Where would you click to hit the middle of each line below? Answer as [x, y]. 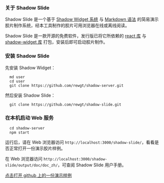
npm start [19, 132]
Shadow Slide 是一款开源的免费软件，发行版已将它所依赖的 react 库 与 [76, 36]
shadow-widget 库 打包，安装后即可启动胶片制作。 [56, 42]
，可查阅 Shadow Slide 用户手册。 [92, 165]
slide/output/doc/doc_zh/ [31, 165]
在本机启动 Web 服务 [29, 118]
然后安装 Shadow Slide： [30, 95]
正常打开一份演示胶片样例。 [37, 148]
